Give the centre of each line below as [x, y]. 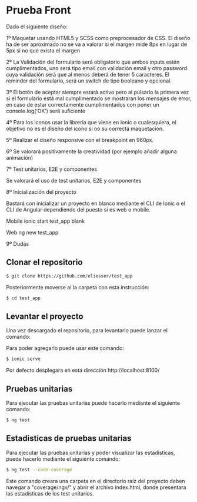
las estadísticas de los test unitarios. [50, 493]
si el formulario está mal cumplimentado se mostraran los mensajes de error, [99, 98]
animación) [20, 157]
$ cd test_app [24, 298]
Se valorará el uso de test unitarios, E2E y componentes [74, 180]
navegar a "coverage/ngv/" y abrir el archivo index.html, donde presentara [96, 487]
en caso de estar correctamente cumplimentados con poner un [83, 104]
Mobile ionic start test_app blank [46, 221]
